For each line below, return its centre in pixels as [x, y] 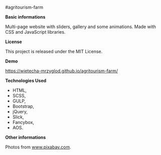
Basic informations [25, 17]
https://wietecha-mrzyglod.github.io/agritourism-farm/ [61, 71]
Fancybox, [23, 122]
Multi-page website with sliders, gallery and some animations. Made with [81, 27]
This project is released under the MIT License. [54, 51]
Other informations [26, 137]
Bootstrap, [23, 106]
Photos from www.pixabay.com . [38, 147]
